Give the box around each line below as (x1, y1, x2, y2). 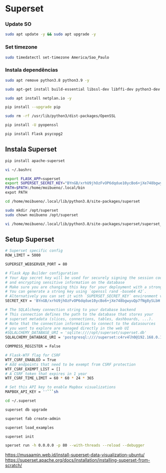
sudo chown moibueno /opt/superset (5, 212, 79, 217)
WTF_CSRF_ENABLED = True (5, 357, 56, 362)
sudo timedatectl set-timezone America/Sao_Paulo (5, 55, 110, 60)
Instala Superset (5, 145, 57, 154)
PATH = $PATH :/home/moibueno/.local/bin (5, 185, 85, 191)
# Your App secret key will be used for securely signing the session (5, 275, 154, 280)
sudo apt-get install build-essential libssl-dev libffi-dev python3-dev (5, 87, 161, 92)
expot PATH (5, 190, 28, 195)
